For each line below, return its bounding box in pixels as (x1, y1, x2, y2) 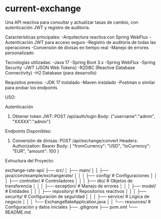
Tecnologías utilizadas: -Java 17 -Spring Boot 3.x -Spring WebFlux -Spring (5, 59, 156, 65)
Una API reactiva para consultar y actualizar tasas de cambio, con (5, 19, 138, 25)
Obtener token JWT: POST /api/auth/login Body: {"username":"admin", (12, 113, 156, 119)
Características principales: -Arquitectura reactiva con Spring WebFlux (5, 34, 148, 40)
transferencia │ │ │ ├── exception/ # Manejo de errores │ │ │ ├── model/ (5, 183, 156, 189)
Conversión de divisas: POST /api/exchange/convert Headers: (12, 138, 138, 144)
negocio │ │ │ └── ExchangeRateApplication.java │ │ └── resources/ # (5, 198, 151, 205)
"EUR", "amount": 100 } (12, 148, 59, 154)
